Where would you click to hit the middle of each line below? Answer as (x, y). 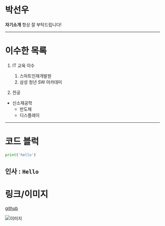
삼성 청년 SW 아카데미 (41, 82)
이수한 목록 (26, 51)
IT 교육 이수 (23, 65)
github (12, 208)
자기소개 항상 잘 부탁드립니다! (33, 25)
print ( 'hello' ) (21, 155)
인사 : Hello (22, 172)
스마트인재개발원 (35, 76)
